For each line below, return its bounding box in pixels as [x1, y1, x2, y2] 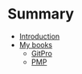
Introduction [18, 31, 60, 41]
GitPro [31, 48, 53, 58]
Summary [7, 5, 74, 23]
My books [18, 39, 53, 49]
